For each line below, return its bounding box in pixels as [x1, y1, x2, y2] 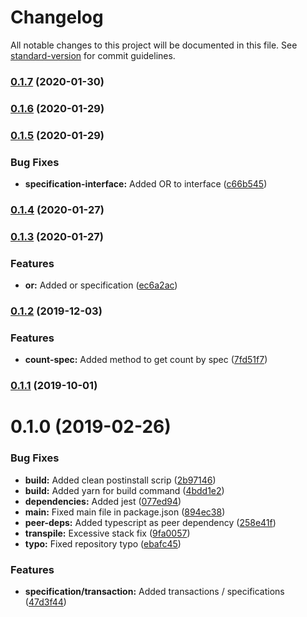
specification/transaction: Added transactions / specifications [24, 586, 285, 598]
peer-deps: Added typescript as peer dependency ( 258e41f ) [24, 516, 277, 528]
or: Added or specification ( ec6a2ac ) [24, 279, 178, 291]
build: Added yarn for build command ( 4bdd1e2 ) [24, 484, 225, 496]
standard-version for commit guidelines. [10, 49, 176, 61]
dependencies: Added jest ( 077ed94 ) [24, 495, 182, 507]
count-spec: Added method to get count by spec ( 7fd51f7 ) [24, 354, 268, 366]
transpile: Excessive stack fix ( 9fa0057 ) [24, 527, 191, 539]
